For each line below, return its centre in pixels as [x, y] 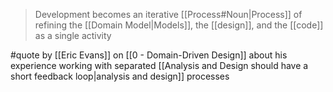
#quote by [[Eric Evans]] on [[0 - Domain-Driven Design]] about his [149, 55]
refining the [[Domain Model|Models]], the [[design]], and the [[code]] [179, 25]
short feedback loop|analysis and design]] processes [120, 76]
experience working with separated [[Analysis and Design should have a [159, 65]
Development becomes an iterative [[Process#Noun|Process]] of [168, 14]
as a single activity [73, 35]
